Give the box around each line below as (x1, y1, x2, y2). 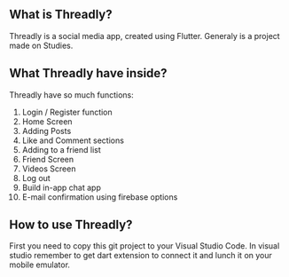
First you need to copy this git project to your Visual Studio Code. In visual (9, 241, 280, 251)
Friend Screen (21, 154, 74, 164)
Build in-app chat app (21, 182, 102, 193)
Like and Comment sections (21, 135, 124, 146)
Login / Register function (21, 107, 113, 117)
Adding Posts (21, 125, 72, 136)
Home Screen (21, 115, 73, 127)
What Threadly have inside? (9, 66, 168, 81)
